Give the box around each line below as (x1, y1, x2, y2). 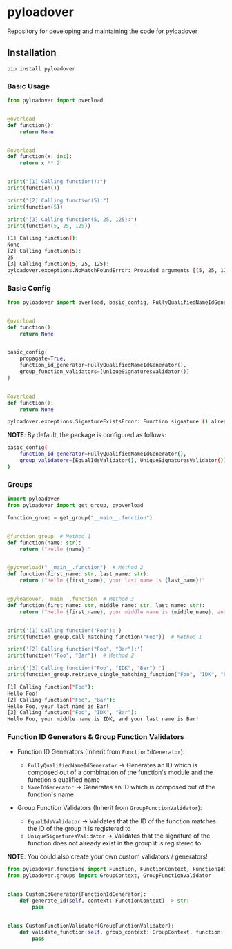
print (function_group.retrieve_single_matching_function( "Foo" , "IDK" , (7, 671, 217, 678)
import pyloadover (7, 495, 60, 503)
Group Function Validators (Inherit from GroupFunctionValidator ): (17, 804, 202, 812)
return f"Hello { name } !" (19, 546, 91, 553)
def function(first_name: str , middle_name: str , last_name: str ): (7, 602, 206, 608)
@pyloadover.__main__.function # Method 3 (7, 595, 135, 603)
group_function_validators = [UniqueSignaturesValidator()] (19, 368, 190, 375)
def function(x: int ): (7, 153, 72, 160)
